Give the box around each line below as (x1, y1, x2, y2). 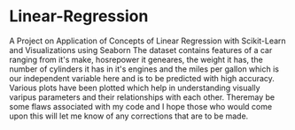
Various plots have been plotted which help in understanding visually (9, 82, 260, 93)
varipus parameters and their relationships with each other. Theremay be (9, 91, 276, 103)
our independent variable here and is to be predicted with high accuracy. (9, 73, 275, 83)
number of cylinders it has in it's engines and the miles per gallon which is (9, 64, 279, 74)
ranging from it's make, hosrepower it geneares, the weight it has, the (9, 54, 263, 65)
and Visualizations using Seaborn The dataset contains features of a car (9, 44, 273, 55)
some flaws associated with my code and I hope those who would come (9, 101, 273, 111)
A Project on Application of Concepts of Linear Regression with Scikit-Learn (9, 35, 286, 46)
